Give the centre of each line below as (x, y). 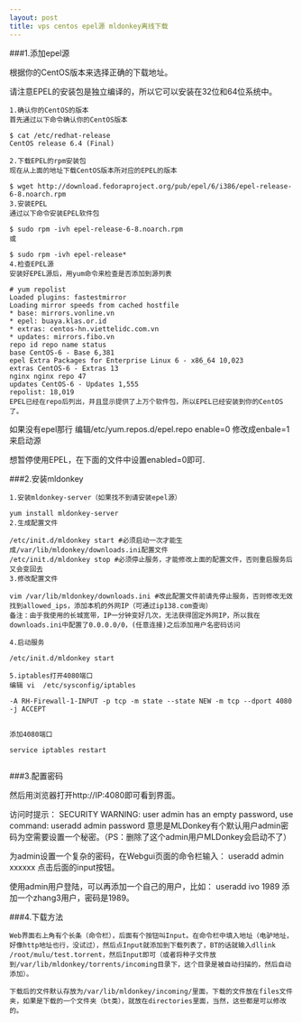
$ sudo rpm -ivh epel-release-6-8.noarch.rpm (96, 229)
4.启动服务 (27, 642)
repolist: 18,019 (42, 392)
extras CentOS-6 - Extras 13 (64, 368)
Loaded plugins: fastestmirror (68, 297)
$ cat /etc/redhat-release (60, 135)
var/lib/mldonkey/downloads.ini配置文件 (94, 550)
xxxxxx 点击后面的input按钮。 (64, 867)
